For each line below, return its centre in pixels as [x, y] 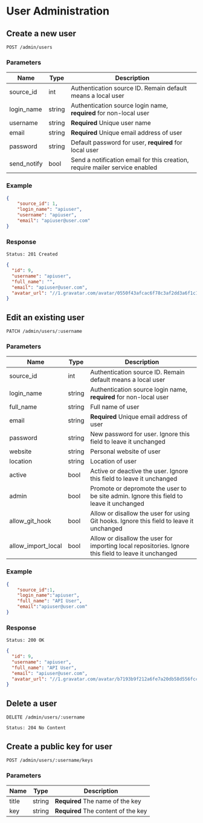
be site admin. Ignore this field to [137, 496]
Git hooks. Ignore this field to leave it [142, 521]
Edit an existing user [45, 318]
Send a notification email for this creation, [130, 160]
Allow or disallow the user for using [140, 514]
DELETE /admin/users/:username [46, 717]
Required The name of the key [98, 801]
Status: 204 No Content [36, 728]
